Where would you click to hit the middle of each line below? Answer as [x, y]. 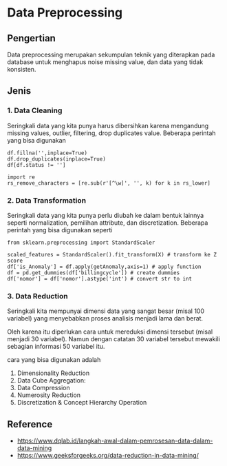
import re [21, 177]
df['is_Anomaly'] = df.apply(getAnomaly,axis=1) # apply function [104, 267]
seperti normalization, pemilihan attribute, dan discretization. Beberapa [108, 223]
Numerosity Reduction [49, 395]
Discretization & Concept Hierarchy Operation [82, 403]
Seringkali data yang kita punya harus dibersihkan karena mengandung [108, 125]
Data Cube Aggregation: [51, 381]
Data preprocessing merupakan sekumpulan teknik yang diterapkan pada [111, 54]
